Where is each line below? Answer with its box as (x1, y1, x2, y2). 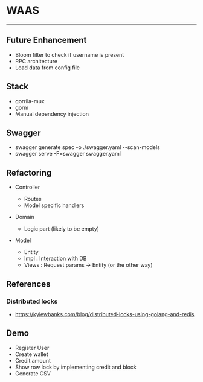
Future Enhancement (6, 35, 87, 45)
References (6, 279, 51, 289)
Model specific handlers (24, 202, 85, 209)
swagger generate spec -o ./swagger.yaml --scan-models (14, 144, 160, 151)
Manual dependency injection (14, 110, 89, 118)
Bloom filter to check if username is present (14, 51, 124, 58)
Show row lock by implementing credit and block (14, 363, 137, 371)
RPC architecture (14, 57, 58, 65)
